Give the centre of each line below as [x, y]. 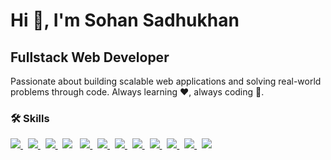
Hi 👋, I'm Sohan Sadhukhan [125, 20]
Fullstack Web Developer [90, 57]
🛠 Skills [30, 118]
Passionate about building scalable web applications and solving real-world [166, 81]
